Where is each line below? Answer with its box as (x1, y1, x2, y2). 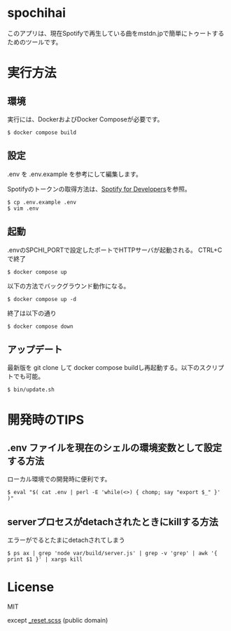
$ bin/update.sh (7, 386, 55, 394)
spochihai (7, 5, 66, 21)
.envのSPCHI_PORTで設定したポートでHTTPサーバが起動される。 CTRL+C (7, 246, 223, 254)
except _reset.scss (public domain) (7, 616, 108, 625)
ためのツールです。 (7, 37, 62, 46)
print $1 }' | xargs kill (7, 556, 83, 563)
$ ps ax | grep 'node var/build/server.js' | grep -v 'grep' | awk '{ (7, 550, 218, 557)
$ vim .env (7, 205, 39, 212)
